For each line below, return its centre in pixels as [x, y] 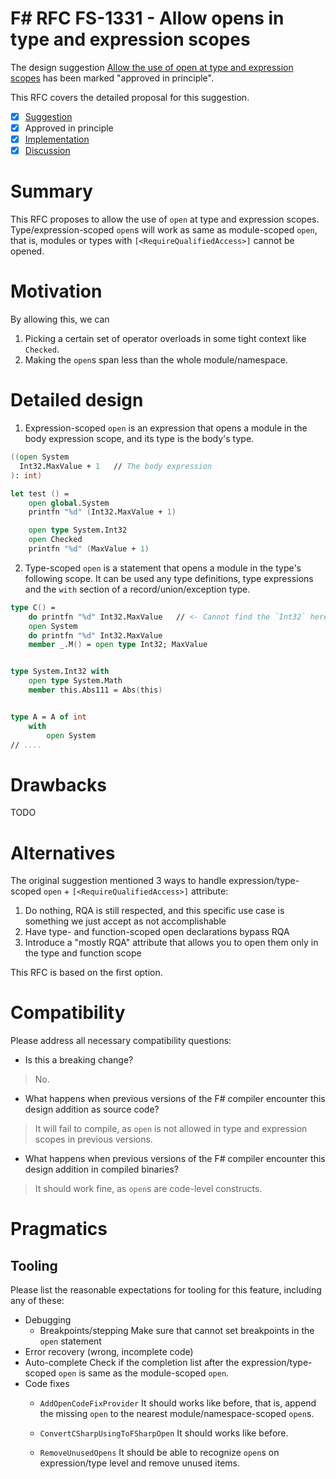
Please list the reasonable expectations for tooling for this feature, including [166, 1290]
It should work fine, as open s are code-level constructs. [148, 1189]
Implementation [57, 139]
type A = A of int [48, 717]
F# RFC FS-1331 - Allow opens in [147, 18]
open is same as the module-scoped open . [144, 1373]
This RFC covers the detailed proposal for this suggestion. [130, 97]
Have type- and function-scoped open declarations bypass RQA [157, 932]
